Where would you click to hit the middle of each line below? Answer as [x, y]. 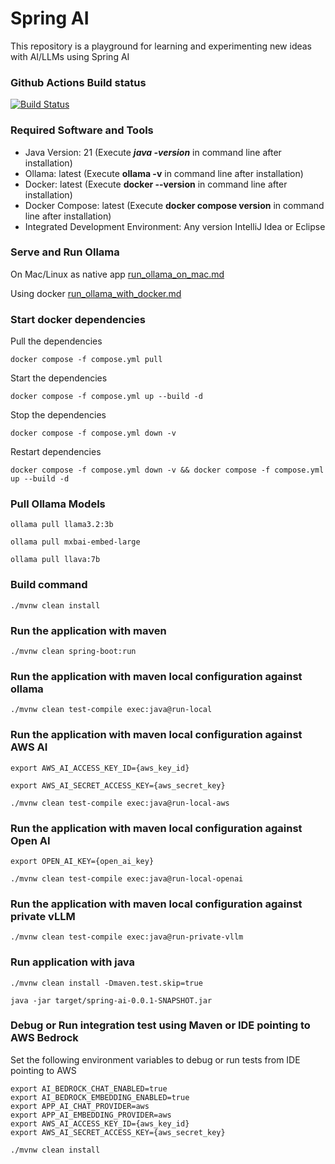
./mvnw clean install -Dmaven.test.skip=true [106, 983]
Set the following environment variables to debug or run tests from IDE [155, 1059]
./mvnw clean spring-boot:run [73, 652]
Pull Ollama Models [58, 504]
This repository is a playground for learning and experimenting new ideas [161, 46]
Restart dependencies [56, 452]
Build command [49, 585]
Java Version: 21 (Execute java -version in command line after [153, 152]
